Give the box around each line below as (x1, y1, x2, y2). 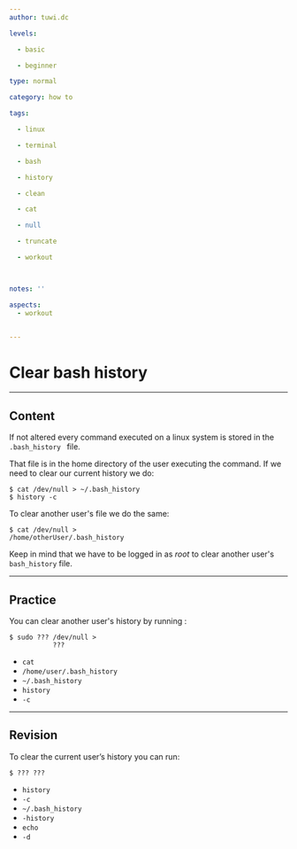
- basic (17, 45, 46, 54)
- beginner (17, 61, 57, 70)
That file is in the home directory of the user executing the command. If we (9, 458, 282, 470)
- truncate (17, 237, 57, 246)
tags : (9, 109, 29, 118)
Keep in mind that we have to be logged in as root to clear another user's (9, 549, 275, 559)
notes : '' (9, 284, 46, 293)
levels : (9, 28, 38, 38)
